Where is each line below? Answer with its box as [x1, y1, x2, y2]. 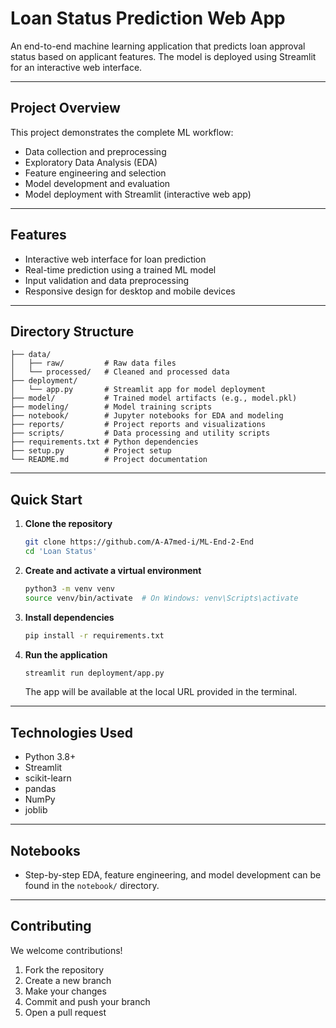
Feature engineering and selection [24, 167, 167, 179]
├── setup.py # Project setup [10, 446, 172, 456]
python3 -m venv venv [24, 583, 116, 594]
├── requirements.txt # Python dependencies [10, 437, 199, 447]
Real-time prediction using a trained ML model [24, 263, 217, 276]
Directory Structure [10, 323, 135, 340]
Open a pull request [24, 1006, 107, 1018]
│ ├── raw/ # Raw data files [10, 358, 177, 369]
